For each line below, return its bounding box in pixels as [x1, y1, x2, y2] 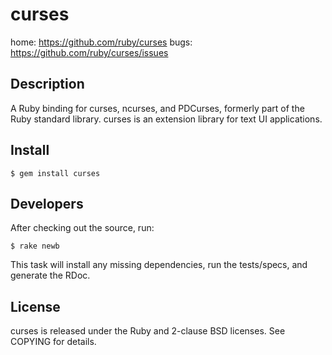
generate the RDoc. [10, 269, 91, 282]
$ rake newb [10, 241, 60, 252]
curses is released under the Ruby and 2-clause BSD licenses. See [10, 325, 286, 337]
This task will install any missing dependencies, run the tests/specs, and [10, 259, 308, 271]
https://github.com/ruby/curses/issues [10, 46, 169, 58]
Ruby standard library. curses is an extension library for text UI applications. [10, 113, 323, 125]
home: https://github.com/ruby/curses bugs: [10, 36, 193, 48]
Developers [10, 195, 84, 212]
